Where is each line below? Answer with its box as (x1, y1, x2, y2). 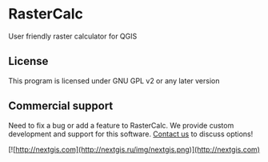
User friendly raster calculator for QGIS (8, 31, 138, 41)
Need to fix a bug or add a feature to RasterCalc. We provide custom (8, 120, 234, 130)
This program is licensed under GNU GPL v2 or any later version (8, 75, 220, 85)
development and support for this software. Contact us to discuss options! (8, 129, 254, 139)
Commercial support (8, 99, 114, 113)
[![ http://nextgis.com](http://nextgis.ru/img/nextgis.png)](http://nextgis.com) (8, 144, 260, 154)
